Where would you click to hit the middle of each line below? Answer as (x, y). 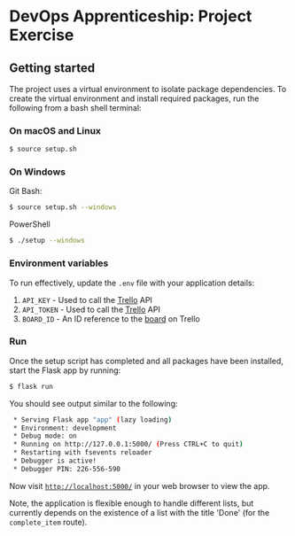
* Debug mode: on (45, 436)
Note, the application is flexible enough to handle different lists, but (132, 503)
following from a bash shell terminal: (75, 108)
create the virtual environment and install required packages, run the (134, 98)
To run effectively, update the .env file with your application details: (132, 283)
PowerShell (30, 224)
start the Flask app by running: (65, 370)
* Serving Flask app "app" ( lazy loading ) (93, 419)
